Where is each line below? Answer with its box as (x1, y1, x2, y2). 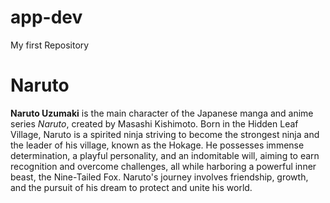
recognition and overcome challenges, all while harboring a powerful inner (10, 160, 317, 172)
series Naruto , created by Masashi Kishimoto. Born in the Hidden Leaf (10, 117, 299, 130)
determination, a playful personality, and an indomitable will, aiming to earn (10, 149, 320, 161)
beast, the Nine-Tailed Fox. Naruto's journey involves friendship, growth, (10, 171, 309, 183)
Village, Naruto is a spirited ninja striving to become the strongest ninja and (10, 128, 320, 140)
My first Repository (10, 39, 90, 51)
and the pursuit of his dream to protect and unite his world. (10, 181, 253, 193)
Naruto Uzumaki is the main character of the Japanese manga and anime (10, 107, 314, 119)
